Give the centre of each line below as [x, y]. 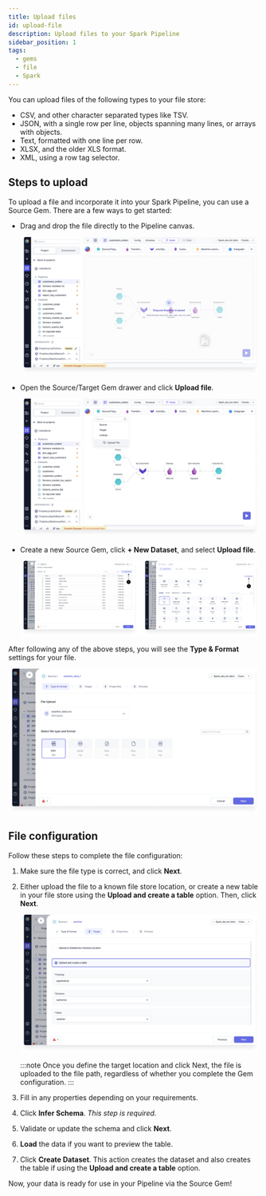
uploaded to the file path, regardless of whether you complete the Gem [136, 1074]
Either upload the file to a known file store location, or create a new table [139, 886]
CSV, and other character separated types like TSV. [104, 115]
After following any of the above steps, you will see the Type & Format [124, 649]
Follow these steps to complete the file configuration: [96, 855]
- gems [26, 59]
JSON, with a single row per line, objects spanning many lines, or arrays [138, 123]
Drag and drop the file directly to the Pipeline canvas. [107, 226]
